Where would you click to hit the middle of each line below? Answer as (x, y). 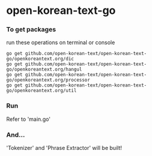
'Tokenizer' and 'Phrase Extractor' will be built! (64, 148)
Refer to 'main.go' (28, 119)
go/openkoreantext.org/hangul (44, 70)
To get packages (31, 30)
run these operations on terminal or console (61, 42)
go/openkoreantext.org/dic (40, 59)
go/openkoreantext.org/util (42, 91)
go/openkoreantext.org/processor (48, 80)
